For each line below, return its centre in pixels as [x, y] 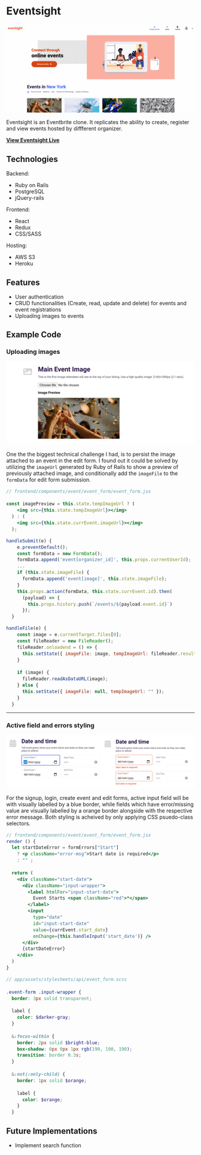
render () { [21, 841]
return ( [22, 873]
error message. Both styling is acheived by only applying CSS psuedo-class [100, 817]
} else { [28, 685]
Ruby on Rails [32, 185]
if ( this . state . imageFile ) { [53, 573]
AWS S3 [25, 257]
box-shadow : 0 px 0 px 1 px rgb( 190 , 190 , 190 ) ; [75, 1049]
